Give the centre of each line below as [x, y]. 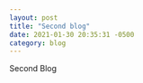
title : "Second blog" [50, 26]
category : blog [38, 43]
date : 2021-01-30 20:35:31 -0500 [72, 34]
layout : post [34, 18]
